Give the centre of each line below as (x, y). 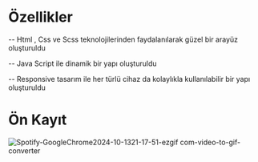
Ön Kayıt (38, 120)
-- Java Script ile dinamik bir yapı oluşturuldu (83, 63)
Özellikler (41, 17)
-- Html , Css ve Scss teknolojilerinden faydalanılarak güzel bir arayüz (123, 39)
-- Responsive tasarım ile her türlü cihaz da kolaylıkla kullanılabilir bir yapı (129, 79)
